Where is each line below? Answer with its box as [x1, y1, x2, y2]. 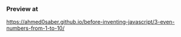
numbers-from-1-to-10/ [6, 24, 65, 32]
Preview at [6, 5, 38, 13]
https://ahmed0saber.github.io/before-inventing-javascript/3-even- [6, 18, 175, 26]
